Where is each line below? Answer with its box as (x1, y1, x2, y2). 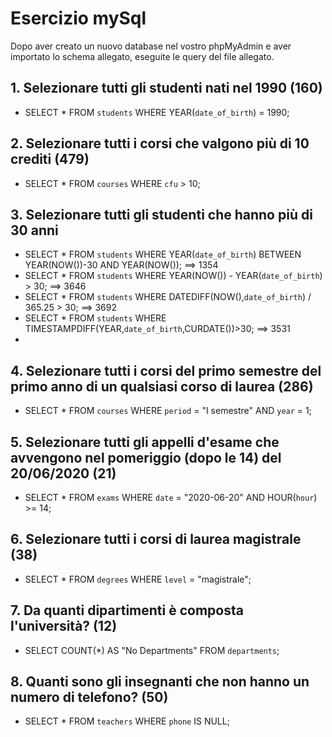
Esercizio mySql (10, 7, 147, 30)
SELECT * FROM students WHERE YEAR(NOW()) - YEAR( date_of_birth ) (24, 270, 323, 282)
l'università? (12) (10, 618, 118, 635)
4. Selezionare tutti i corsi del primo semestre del (10, 362, 322, 379)
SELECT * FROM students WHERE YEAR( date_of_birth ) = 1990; (24, 106, 290, 118)
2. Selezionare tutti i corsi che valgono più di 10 (10, 135, 310, 152)
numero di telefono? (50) (10, 689, 169, 706)
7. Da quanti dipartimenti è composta (10, 602, 244, 619)
